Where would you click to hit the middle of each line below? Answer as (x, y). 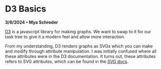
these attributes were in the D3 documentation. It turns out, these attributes (80, 56)
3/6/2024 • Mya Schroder (32, 22)
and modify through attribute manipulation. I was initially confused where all (81, 51)
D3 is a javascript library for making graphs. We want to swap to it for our (78, 31)
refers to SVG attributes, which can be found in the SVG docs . (67, 61)
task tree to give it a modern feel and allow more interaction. (65, 37)
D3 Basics (26, 9)
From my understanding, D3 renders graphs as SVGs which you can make (79, 46)
